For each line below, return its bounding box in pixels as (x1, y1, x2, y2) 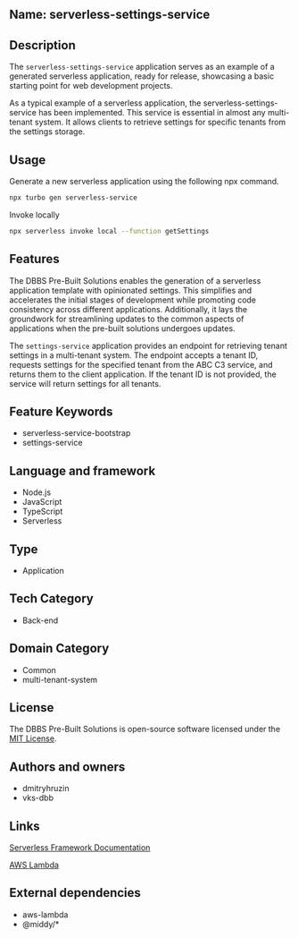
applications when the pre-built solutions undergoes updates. (9, 322, 236, 334)
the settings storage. (9, 126, 86, 137)
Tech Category (9, 591, 94, 607)
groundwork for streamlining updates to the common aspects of (9, 313, 244, 324)
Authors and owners (9, 759, 126, 774)
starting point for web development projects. (9, 81, 173, 91)
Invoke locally (9, 209, 60, 220)
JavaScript (21, 497, 62, 507)
